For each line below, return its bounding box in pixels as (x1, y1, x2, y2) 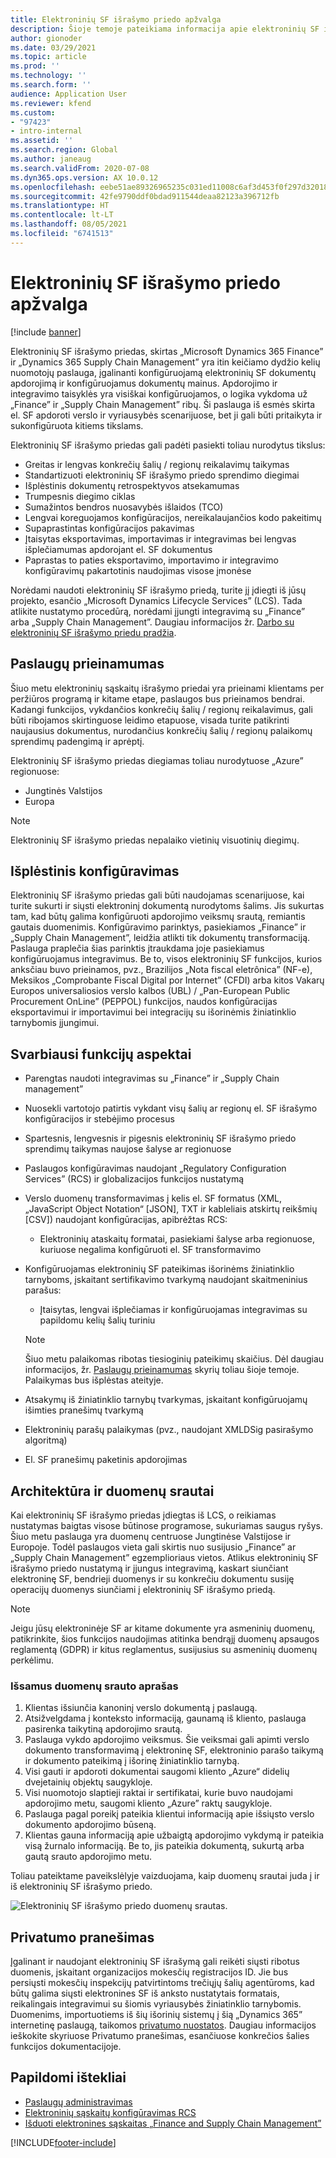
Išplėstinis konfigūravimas (10, 862, 180, 880)
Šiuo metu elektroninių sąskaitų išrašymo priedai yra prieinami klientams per (10, 682, 325, 694)
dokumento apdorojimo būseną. (24, 1819, 157, 1831)
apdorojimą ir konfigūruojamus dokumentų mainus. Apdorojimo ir (10, 377, 278, 389)
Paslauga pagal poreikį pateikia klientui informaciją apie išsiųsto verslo (24, 1808, 315, 1820)
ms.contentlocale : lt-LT (10, 210, 114, 220)
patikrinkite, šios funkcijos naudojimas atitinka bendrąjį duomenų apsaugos (10, 1632, 320, 1645)
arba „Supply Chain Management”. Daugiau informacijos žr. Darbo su (10, 616, 295, 628)
